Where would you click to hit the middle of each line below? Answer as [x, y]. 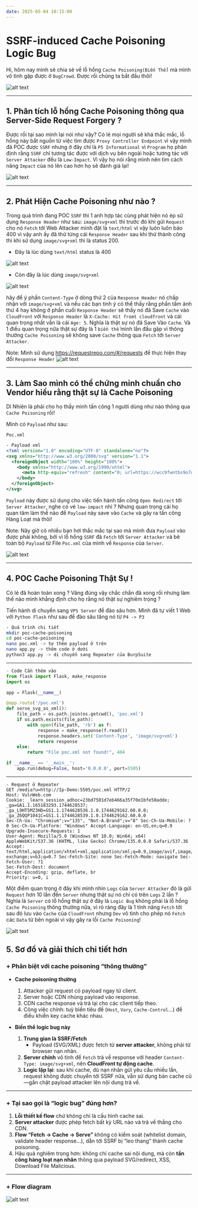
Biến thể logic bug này [42, 1027]
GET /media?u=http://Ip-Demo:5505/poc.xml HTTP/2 [68, 790]
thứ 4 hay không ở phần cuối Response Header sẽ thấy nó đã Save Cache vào [98, 310]
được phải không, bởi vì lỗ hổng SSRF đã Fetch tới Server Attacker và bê [93, 537]
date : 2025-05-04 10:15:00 [39, 11]
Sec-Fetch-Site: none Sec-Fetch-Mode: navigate [118, 857]
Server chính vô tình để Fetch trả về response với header [93, 1057]
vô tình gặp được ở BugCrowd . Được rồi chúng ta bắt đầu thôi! [79, 76]
